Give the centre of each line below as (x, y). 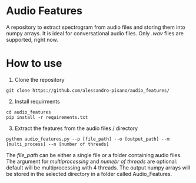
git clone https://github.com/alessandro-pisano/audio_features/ (88, 90)
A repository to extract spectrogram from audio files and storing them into (96, 27)
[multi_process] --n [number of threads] (58, 144)
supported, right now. (32, 39)
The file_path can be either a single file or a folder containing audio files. (94, 155)
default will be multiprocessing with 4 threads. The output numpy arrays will (98, 167)
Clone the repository (39, 79)
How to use (34, 64)
